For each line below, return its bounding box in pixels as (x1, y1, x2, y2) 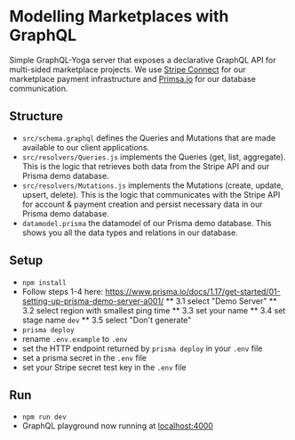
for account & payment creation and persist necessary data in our (21, 199, 263, 209)
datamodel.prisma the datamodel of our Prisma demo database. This (21, 217, 272, 228)
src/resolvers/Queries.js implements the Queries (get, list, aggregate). (21, 151, 286, 162)
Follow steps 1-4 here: (21, 286, 104, 297)
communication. (9, 83, 68, 94)
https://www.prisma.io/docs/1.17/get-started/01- (105, 286, 282, 297)
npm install (21, 278, 67, 287)
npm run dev (21, 412, 67, 422)
